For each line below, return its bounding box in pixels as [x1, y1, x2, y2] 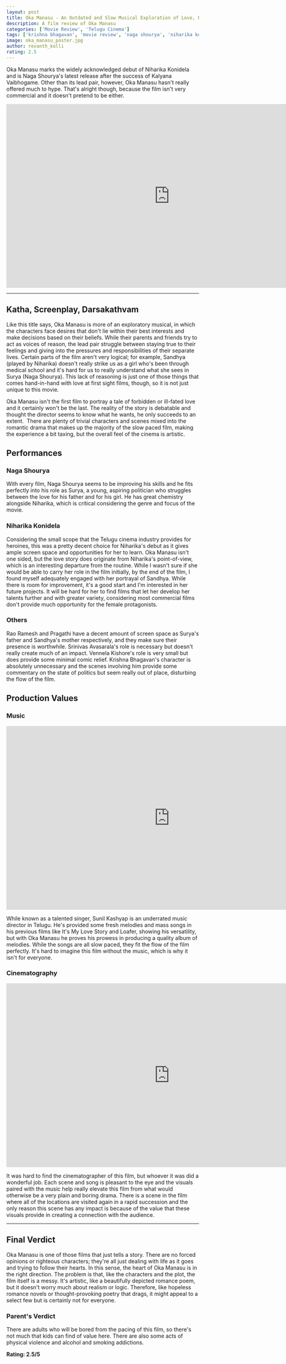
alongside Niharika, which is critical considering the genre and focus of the [6, 500, 196, 507]
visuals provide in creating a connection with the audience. [6, 1211, 155, 1218]
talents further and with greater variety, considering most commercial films [6, 594, 195, 601]
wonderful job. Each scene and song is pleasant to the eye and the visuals [6, 1178, 194, 1186]
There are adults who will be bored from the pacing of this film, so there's [6, 1325, 191, 1333]
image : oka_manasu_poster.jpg [6, 37, 84, 44]
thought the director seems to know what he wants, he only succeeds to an [6, 411, 196, 418]
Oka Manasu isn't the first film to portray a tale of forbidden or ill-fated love [6, 398, 196, 405]
